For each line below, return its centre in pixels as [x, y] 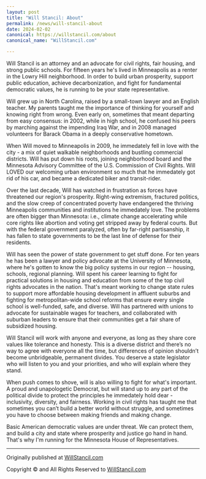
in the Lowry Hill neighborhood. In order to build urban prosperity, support [100, 76]
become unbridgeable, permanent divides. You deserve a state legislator [98, 357]
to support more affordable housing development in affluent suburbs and [98, 293]
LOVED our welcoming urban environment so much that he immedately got [101, 172]
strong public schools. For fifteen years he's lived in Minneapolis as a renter [102, 70]
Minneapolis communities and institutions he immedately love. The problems [103, 210]
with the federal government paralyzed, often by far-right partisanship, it [98, 229]
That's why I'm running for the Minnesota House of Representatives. [93, 440]
